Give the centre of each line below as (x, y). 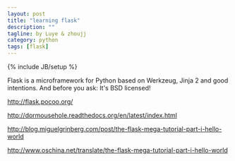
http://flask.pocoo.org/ (40, 102)
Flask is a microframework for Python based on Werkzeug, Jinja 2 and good (118, 80)
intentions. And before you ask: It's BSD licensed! (79, 88)
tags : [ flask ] (28, 47)
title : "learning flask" (44, 20)
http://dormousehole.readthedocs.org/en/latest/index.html (92, 115)
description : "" (31, 27)
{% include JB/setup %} (42, 67)
